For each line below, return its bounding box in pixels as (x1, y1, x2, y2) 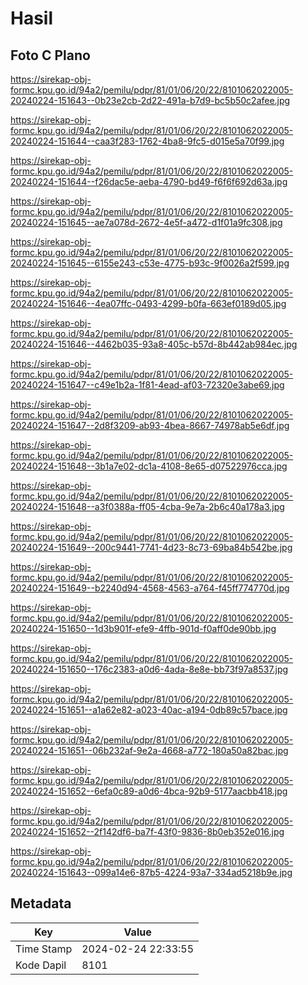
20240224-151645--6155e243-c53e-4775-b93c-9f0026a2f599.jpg (10, 257, 290, 269)
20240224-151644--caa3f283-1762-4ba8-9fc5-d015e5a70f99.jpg (10, 135, 285, 147)
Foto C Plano (10, 47, 91, 64)
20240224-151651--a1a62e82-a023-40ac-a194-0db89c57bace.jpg (10, 704, 288, 716)
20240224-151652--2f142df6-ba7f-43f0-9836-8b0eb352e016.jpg (10, 826, 285, 837)
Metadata (10, 895, 72, 912)
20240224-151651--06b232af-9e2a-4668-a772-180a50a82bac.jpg (10, 745, 289, 756)
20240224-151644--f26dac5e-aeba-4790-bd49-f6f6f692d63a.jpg (10, 176, 288, 187)
